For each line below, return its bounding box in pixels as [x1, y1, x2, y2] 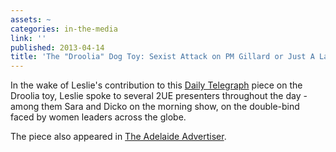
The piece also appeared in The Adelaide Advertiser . [10, 131, 227, 143]
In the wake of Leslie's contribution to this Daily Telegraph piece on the [10, 79, 303, 91]
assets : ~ [10, 14, 52, 25]
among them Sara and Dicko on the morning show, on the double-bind [10, 101, 300, 113]
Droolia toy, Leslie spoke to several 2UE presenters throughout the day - [10, 90, 308, 102]
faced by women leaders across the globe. [10, 111, 187, 123]
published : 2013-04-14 [10, 42, 105, 53]
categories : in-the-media [10, 24, 118, 34]
